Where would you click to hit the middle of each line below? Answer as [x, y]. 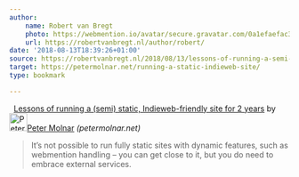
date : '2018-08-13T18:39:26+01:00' [75, 51]
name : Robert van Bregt [69, 26]
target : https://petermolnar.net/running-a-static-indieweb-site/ [135, 68]
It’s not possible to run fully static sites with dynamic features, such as [160, 145]
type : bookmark [37, 76]
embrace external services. [81, 164]
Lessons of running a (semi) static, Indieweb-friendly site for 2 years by [145, 109]
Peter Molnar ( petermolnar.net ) [84, 128]
